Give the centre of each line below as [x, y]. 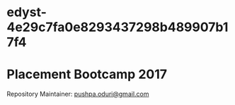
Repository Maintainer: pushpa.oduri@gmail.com [78, 94]
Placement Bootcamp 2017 [87, 74]
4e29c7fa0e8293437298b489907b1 [117, 27]
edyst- [27, 12]
